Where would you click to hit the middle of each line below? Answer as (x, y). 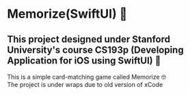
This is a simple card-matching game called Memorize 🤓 (86, 77)
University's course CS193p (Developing (95, 50)
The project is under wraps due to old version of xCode (85, 84)
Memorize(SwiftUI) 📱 (67, 14)
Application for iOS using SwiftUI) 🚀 (84, 60)
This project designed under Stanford (89, 39)
